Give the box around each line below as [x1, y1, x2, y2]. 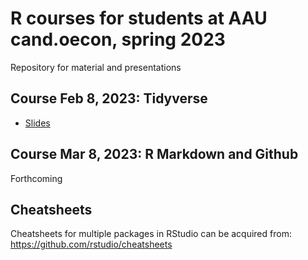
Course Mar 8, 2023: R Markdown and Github [10, 146, 299, 163]
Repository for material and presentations [10, 61, 182, 73]
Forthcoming [10, 172, 63, 184]
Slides [24, 117, 51, 129]
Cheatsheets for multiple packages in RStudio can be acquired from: [10, 228, 292, 240]
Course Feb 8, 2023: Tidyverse [10, 90, 208, 107]
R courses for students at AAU [10, 7, 268, 30]
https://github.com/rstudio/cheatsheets [10, 238, 173, 251]
